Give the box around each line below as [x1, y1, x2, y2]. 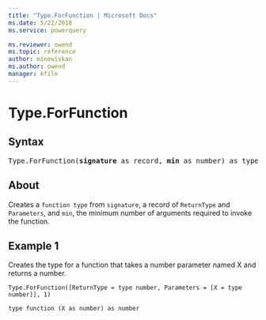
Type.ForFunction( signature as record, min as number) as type [8, 156, 259, 165]
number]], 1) [8, 291, 51, 299]
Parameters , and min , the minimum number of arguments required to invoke [8, 208, 253, 217]
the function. [8, 216, 50, 226]
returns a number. [8, 269, 66, 278]
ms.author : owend [8, 62, 66, 71]
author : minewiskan [8, 55, 73, 63]
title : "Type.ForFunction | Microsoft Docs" [8, 11, 158, 20]
